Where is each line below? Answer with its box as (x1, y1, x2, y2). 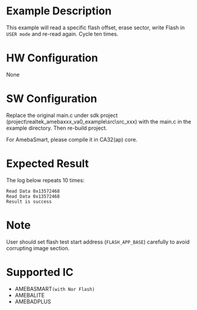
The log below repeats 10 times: (6, 176, 85, 183)
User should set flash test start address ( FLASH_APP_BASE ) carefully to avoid (6, 238, 190, 245)
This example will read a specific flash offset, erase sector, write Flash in (6, 24, 185, 31)
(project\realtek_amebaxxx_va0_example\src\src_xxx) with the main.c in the (6, 118, 192, 125)
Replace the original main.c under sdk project (6, 112, 118, 119)
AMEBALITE (14, 291, 45, 299)
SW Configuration (6, 92, 97, 106)
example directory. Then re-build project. (6, 124, 107, 131)
